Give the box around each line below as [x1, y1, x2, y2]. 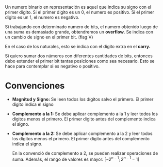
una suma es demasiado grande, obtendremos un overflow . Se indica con [5, 29, 154, 34]
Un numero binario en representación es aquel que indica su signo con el [5, 4, 151, 10]
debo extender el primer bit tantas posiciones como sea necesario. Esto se [5, 58, 155, 64]
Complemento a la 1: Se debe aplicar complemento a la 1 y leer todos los [12, 111, 158, 117]
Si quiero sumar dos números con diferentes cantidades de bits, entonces [5, 53, 153, 59]
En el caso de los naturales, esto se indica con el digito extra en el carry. [5, 44, 150, 49]
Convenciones [5, 80, 65, 91]
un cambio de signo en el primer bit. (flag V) [5, 34, 93, 40]
